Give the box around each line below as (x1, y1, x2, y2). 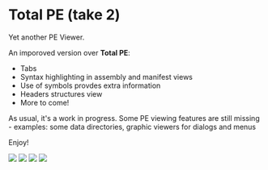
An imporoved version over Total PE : (8, 48, 131, 57)
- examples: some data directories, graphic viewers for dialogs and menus (8, 122, 257, 131)
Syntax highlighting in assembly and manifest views (19, 72, 193, 81)
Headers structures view (19, 89, 103, 98)
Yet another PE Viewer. (8, 32, 85, 42)
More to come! (19, 97, 70, 107)
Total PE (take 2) (8, 6, 121, 24)
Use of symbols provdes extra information (19, 81, 161, 90)
